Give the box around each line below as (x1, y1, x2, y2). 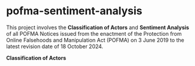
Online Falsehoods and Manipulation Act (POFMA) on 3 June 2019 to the (6, 36, 185, 43)
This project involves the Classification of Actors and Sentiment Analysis (6, 24, 190, 31)
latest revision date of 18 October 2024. (6, 43, 103, 50)
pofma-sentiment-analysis (6, 4, 143, 18)
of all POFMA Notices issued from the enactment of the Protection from (6, 30, 182, 37)
